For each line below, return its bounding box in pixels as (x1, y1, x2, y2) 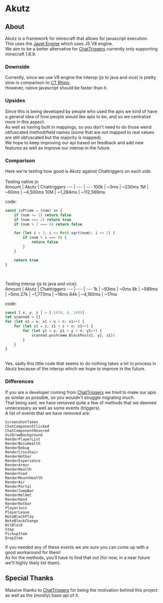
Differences (5, 378, 34, 385)
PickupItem (5, 531, 27, 536)
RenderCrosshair (5, 449, 38, 454)
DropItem (5, 535, 23, 540)
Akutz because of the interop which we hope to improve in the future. (5, 366, 146, 372)
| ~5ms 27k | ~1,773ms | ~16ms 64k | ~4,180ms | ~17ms (5, 291, 117, 297)
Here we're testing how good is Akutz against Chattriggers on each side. (5, 168, 152, 174)
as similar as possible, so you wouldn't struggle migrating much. (5, 394, 135, 400)
